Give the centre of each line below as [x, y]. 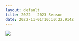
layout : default [22, 10]
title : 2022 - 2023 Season [34, 15]
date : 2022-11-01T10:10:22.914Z [39, 19]
